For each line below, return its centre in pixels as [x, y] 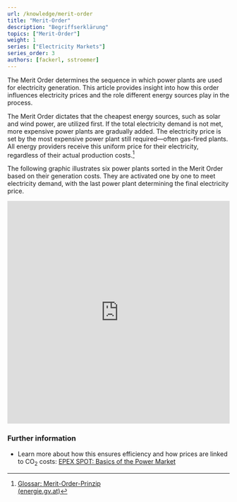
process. [20, 103]
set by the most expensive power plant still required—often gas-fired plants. [118, 139]
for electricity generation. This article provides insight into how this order [113, 87]
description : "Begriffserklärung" [58, 27]
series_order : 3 [31, 54]
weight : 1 [22, 40]
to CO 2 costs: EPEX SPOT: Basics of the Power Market [97, 462]
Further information [42, 438]
